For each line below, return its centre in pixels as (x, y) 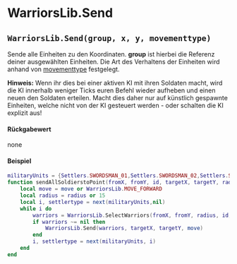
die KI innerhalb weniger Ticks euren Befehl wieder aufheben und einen (111, 90)
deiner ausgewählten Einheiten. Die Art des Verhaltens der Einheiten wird (114, 62)
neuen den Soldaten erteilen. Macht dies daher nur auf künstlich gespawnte (117, 98)
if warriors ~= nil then (69, 222)
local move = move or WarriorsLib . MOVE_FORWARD (91, 189)
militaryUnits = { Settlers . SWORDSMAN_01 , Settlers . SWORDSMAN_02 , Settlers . (118, 176)
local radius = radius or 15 (63, 196)
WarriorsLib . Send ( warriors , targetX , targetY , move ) (124, 228)
